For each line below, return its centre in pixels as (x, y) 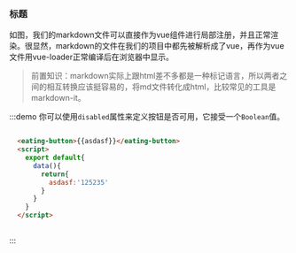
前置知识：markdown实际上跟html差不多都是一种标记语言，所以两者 (155, 76)
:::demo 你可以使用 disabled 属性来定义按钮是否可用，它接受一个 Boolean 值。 (147, 117)
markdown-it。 (58, 98)
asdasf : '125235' (78, 182)
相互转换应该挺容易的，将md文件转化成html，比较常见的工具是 (161, 87)
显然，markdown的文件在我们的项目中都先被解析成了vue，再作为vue (159, 46)
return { (55, 174)
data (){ (47, 165)
